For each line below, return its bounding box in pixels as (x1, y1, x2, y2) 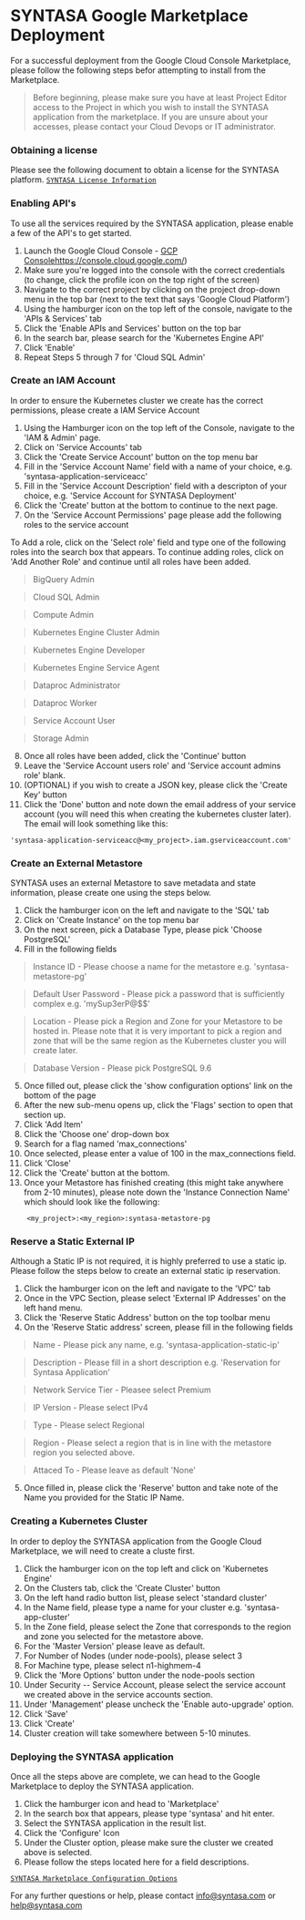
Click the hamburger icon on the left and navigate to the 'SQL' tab (23, 905, 269, 916)
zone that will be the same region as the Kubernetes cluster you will (32, 1035, 287, 1046)
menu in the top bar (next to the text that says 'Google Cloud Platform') (23, 293, 290, 304)
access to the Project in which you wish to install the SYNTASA (32, 101, 269, 112)
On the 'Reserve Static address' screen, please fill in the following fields (23, 1322, 294, 1333)
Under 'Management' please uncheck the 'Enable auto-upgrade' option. (23, 1699, 294, 1710)
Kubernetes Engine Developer (32, 644, 146, 655)
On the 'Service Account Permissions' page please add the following (23, 509, 282, 520)
